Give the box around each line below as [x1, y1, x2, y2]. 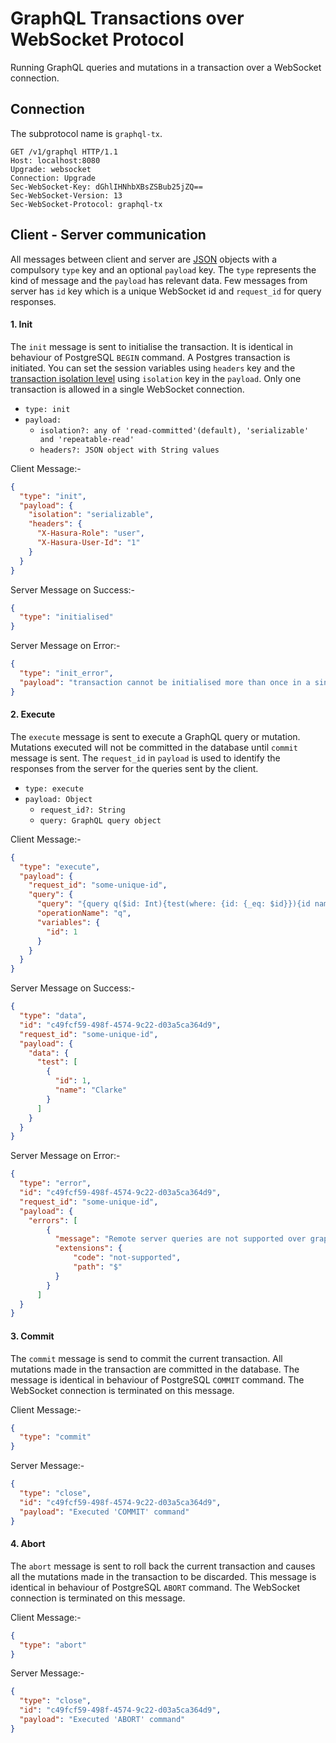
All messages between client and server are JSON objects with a [10, 253, 278, 265]
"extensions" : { [54, 1243, 123, 1254]
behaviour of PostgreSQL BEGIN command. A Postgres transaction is [10, 351, 291, 363]
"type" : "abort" [19, 1640, 87, 1650]
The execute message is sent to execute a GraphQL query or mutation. [10, 730, 301, 742]
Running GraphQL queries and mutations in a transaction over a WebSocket [10, 61, 322, 73]
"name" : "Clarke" [54, 1085, 128, 1096]
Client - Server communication [10, 227, 207, 244]
